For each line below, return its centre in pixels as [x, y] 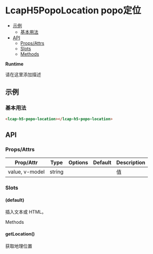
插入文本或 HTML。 [26, 212]
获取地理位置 [19, 246]
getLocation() [20, 234]
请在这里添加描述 [23, 74]
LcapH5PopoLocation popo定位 [73, 10]
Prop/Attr [26, 163]
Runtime [15, 64]
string [57, 172]
